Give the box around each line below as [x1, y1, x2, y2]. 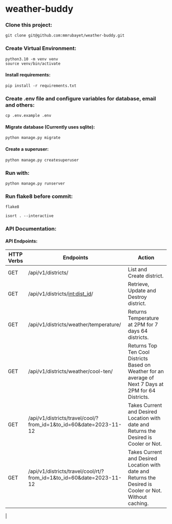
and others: [5, 101, 35, 108]
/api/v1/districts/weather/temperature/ [28, 321, 121, 328]
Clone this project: [5, 22, 52, 29]
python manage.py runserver [5, 180, 66, 186]
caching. [127, 500, 149, 507]
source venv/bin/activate [5, 61, 60, 66]
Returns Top [127, 342, 158, 349]
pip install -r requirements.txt [5, 83, 77, 88]
